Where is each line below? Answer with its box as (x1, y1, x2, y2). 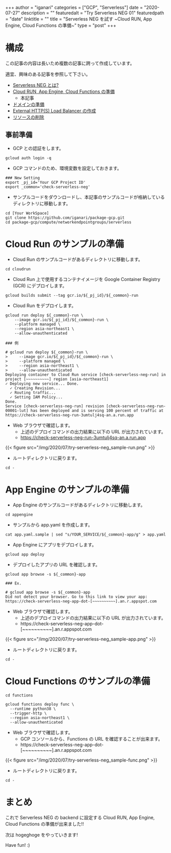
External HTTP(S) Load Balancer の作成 (12, 107, 96, 113)
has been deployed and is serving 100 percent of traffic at (30, 408, 164, 413)
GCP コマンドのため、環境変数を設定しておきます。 (12, 165, 122, 171)
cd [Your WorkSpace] (5, 211, 50, 216)
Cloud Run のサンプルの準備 (5, 238, 124, 250)
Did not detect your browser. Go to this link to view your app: (5, 594, 147, 599)
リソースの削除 (12, 114, 45, 120)
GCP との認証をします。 (12, 145, 64, 151)
